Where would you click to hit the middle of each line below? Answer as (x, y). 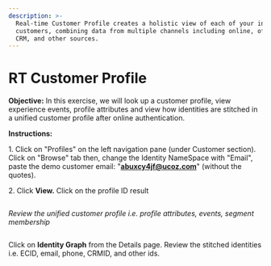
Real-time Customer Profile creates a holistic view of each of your (135, 23)
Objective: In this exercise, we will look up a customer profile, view (120, 101)
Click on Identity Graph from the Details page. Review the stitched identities (135, 245)
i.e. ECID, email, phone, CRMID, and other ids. (84, 253)
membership (29, 222)
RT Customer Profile (78, 78)
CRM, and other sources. (57, 38)
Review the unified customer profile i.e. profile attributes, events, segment (131, 213)
